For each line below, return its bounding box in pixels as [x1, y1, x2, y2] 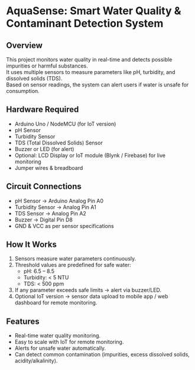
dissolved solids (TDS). [6, 75, 63, 82]
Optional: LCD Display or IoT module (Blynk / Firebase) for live [14, 152, 165, 159]
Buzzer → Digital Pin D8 [14, 216, 73, 223]
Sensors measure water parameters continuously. [14, 255, 136, 262]
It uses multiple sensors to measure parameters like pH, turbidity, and [6, 69, 175, 75]
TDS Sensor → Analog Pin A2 [14, 210, 87, 217]
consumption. [6, 88, 40, 94]
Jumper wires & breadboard [14, 164, 83, 171]
